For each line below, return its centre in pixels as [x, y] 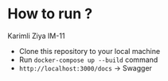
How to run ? [50, 14]
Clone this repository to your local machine [90, 51]
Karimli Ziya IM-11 [36, 36]
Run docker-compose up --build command [88, 60]
